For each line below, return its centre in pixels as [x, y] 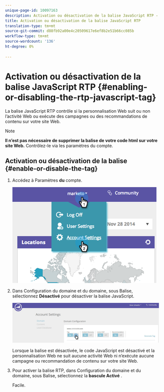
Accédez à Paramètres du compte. [47, 180]
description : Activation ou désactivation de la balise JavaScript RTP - [82, 15]
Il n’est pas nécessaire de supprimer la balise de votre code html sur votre [81, 140]
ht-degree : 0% [20, 47]
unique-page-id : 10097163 [31, 10]
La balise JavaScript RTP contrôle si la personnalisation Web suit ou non [78, 111]
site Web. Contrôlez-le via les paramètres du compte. [59, 146]
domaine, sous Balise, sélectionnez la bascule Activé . [67, 375]
